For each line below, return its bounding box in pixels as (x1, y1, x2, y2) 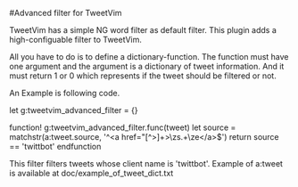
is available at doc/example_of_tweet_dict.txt (9, 168, 174, 178)
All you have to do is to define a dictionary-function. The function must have (9, 52, 289, 61)
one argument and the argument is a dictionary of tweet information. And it (9, 61, 285, 71)
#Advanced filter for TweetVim (9, 8, 122, 18)
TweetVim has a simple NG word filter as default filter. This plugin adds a (9, 25, 277, 35)
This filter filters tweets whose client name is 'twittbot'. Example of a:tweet (9, 159, 284, 168)
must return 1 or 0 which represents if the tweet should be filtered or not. (9, 70, 277, 81)
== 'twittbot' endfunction (9, 142, 102, 151)
